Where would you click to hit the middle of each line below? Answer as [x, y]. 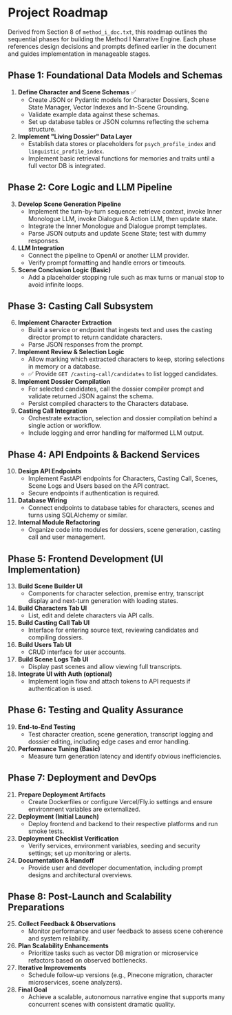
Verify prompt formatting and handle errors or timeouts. [107, 263]
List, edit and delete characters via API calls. [91, 615]
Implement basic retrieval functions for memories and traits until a [122, 158]
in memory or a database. [65, 367]
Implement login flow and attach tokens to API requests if [109, 681]
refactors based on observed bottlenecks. [87, 961]
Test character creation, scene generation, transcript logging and [120, 734]
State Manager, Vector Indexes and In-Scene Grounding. [108, 107]
